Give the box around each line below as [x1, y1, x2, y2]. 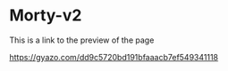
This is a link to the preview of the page [9, 35, 155, 45]
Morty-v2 [9, 5, 82, 26]
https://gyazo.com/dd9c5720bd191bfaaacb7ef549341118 [9, 51, 219, 62]
